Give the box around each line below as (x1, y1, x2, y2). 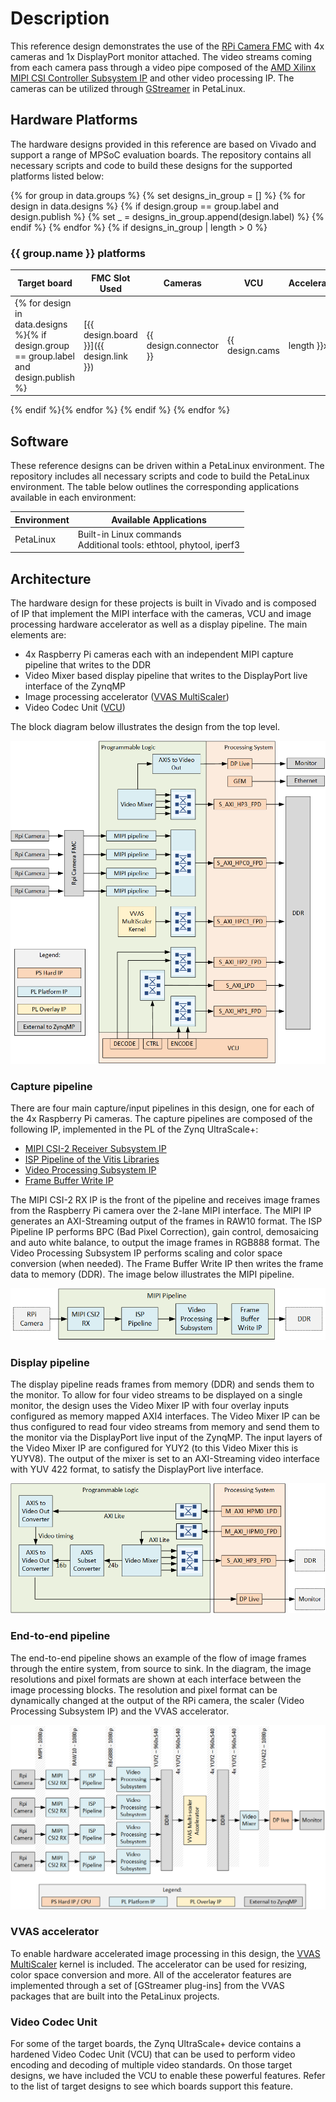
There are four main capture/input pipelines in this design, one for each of (10, 1102, 315, 1114)
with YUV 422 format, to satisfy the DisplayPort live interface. (10, 1463, 264, 1476)
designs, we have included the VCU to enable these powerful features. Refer (10, 2070, 326, 2082)
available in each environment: (10, 492, 137, 504)
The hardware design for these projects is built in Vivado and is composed (10, 597, 317, 609)
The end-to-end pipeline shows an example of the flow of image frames (10, 1652, 307, 1664)
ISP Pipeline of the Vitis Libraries (24, 1153, 160, 1166)
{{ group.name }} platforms (10, 246, 147, 260)
